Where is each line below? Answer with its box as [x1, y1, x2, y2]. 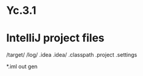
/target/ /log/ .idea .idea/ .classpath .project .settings [6, 51, 138, 59]
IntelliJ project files [6, 31, 104, 45]
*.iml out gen [6, 63, 38, 70]
